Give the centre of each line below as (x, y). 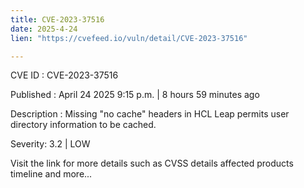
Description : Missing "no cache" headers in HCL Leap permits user (150, 114)
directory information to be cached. (83, 125)
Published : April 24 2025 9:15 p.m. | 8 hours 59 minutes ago (135, 95)
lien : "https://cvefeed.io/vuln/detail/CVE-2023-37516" (129, 38)
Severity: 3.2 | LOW (50, 144)
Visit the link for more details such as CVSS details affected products (152, 163)
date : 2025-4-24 (44, 29)
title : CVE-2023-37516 (57, 19)
